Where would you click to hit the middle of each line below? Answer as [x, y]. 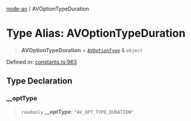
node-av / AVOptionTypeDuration [48, 9]
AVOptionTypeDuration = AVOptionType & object [82, 50]
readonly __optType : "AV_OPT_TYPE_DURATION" [77, 111]
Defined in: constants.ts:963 [42, 62]
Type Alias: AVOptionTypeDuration [96, 33]
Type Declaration [39, 81]
